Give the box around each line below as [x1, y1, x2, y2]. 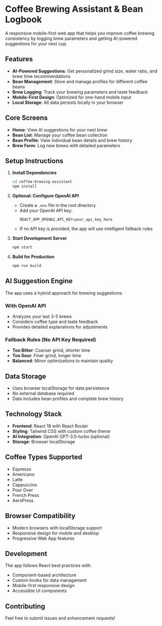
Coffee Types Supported [5, 453, 83, 461]
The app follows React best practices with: [5, 562, 92, 568]
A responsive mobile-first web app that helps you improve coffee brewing [5, 30, 155, 36]
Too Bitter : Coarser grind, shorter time [12, 347, 91, 353]
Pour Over [12, 487, 33, 493]
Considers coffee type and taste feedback [12, 319, 98, 325]
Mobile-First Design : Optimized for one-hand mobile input [12, 94, 131, 100]
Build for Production [12, 254, 55, 260]
